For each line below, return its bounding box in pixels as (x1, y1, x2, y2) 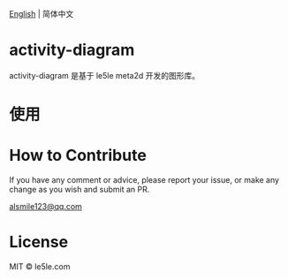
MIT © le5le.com (9, 261, 71, 272)
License (9, 232, 69, 253)
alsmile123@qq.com (9, 201, 82, 212)
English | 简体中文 (9, 9, 74, 19)
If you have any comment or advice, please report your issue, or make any (9, 175, 280, 185)
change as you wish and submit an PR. (9, 185, 150, 195)
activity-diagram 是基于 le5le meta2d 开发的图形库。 (9, 70, 201, 80)
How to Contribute (9, 146, 148, 166)
